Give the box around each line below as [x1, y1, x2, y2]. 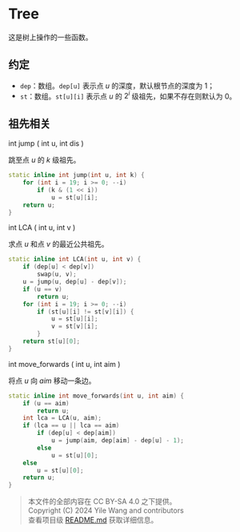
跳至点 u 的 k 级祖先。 [8, 155, 81, 165]
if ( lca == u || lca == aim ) [22, 421, 120, 429]
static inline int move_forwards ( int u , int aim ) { [8, 392, 184, 400]
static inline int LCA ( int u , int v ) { [8, 256, 142, 264]
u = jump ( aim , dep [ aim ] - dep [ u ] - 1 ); [50, 437, 185, 445]
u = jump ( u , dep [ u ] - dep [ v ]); [22, 278, 127, 286]
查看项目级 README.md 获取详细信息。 [27, 515, 158, 525]
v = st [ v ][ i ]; [50, 322, 98, 331]
